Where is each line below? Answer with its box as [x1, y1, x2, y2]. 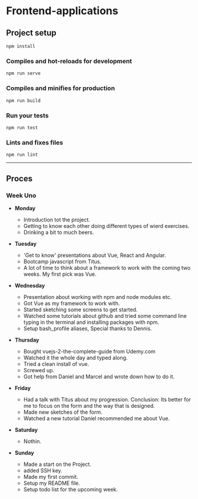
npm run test [6, 124, 38, 131]
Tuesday [14, 240, 37, 247]
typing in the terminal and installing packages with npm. [23, 318, 159, 326]
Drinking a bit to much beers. [23, 228, 94, 236]
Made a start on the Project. [23, 461, 91, 468]
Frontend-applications [6, 4, 118, 18]
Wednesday [14, 282, 45, 289]
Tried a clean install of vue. [23, 360, 90, 368]
